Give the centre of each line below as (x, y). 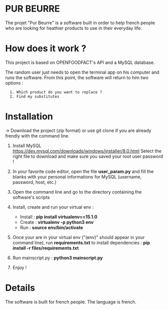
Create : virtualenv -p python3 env (57, 222)
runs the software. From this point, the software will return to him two (77, 77)
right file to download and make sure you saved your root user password (88, 156)
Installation (29, 117)
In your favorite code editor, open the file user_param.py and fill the (83, 171)
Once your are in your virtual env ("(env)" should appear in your (78, 237)
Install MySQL (27, 145)
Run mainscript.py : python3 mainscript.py (58, 258)
